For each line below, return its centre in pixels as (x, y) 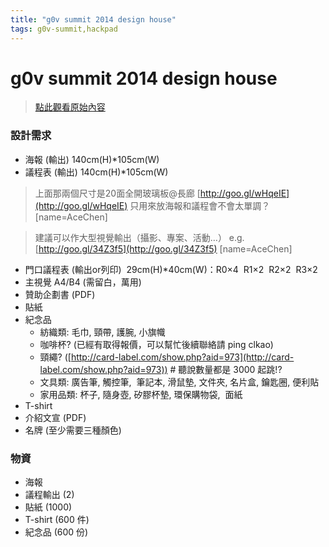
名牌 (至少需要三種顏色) (73, 430)
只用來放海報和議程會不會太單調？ (200, 205)
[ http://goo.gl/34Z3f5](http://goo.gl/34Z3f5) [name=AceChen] (163, 248)
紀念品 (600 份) (56, 532)
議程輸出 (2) (49, 495)
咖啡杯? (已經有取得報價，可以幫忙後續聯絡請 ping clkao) (156, 344)
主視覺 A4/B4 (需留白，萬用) (83, 282)
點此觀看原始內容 (70, 107)
